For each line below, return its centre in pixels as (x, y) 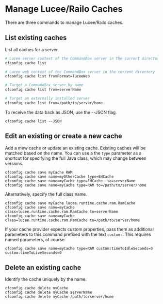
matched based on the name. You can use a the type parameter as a (73, 153)
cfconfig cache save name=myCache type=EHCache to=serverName (70, 181)
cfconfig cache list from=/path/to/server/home (54, 103)
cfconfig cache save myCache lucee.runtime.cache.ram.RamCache (70, 203)
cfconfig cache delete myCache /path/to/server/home (59, 297)
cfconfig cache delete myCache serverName (49, 293)
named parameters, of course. (35, 239)
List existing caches (36, 38)
